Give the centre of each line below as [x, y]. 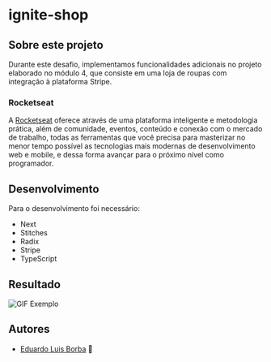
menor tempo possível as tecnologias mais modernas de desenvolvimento [132, 146]
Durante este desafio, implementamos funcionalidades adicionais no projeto [135, 64]
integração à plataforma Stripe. [60, 82]
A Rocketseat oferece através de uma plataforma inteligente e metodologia [133, 120]
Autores [29, 329]
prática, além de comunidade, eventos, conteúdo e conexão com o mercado [135, 129]
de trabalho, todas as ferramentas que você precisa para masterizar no [127, 138]
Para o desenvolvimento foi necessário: [74, 209]
